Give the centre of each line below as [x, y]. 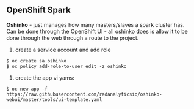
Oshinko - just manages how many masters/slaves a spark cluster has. [95, 24]
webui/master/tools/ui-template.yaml [54, 100]
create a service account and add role [63, 50]
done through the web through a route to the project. [73, 38]
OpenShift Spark [39, 10]
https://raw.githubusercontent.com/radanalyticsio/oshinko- [84, 94]
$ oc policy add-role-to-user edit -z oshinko [66, 66]
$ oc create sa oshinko [37, 61]
